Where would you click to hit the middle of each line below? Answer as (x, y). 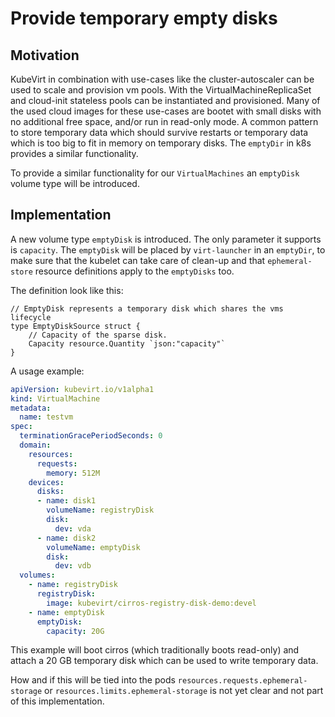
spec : (21, 427)
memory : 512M (73, 473)
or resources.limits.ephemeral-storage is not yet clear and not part (184, 691)
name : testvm (46, 417)
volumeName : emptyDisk (93, 547)
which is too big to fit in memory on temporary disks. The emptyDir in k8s (161, 143)
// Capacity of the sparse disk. (98, 335)
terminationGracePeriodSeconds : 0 (91, 436)
